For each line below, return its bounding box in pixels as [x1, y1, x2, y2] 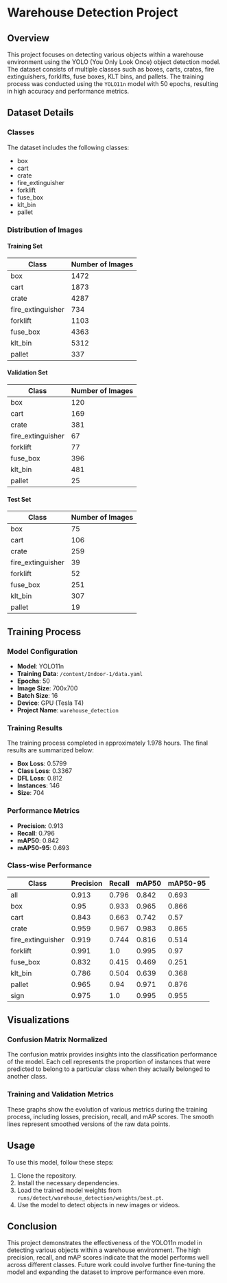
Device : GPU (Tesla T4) [16, 699, 84, 707]
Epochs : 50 [16, 677, 50, 685]
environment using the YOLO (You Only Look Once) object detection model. [7, 58, 221, 66]
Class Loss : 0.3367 [16, 767, 73, 775]
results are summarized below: [7, 746, 95, 754]
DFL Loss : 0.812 [16, 774, 63, 783]
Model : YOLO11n [16, 662, 64, 670]
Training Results [7, 723, 63, 732]
